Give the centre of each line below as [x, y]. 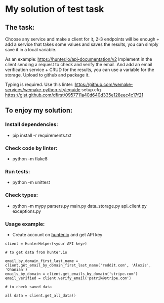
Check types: [21, 195]
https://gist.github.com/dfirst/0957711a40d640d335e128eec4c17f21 [74, 95]
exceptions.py [26, 211]
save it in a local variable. [31, 50]
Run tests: [18, 171]
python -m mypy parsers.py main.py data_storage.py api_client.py [80, 206]
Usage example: [25, 224]
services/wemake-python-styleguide [43, 90]
